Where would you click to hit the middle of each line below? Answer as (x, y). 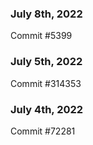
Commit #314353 (46, 83)
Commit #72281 (43, 131)
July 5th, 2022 (46, 62)
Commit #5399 (41, 36)
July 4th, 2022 (47, 109)
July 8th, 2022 (46, 14)
